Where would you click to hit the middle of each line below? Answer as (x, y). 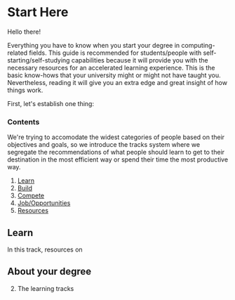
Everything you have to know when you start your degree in (94, 45)
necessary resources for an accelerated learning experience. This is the (111, 67)
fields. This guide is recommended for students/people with (115, 53)
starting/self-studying (39, 60)
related (18, 53)
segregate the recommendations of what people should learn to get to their (116, 152)
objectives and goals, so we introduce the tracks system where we (104, 145)
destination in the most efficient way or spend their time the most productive (118, 159)
